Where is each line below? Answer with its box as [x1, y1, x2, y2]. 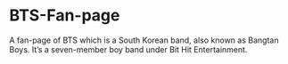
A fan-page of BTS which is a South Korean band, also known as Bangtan [9, 35, 279, 45]
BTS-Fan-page [9, 5, 120, 26]
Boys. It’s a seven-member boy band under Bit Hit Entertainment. [9, 44, 248, 54]
